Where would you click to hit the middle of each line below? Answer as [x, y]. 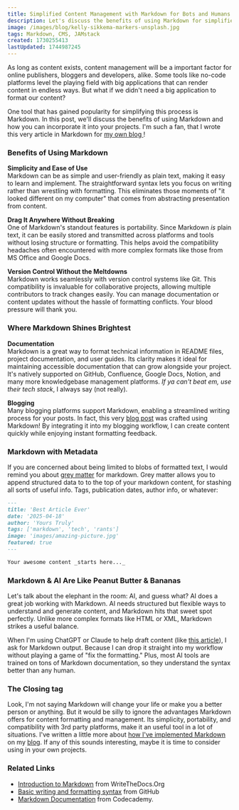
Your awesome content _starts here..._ [67, 562]
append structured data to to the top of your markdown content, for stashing [119, 482]
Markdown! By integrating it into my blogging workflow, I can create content [118, 426]
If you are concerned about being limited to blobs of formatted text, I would [117, 467]
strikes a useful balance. [43, 626]
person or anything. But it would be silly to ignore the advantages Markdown [119, 712]
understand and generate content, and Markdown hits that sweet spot [110, 611]
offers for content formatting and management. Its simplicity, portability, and [119, 719]
